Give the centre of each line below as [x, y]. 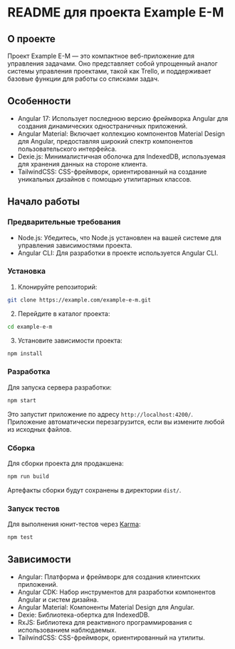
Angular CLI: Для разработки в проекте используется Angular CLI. [118, 253]
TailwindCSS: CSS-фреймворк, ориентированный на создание [112, 172]
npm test [20, 537]
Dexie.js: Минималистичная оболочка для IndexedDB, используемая [121, 156]
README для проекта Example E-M [116, 13]
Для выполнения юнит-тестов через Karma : [74, 524]
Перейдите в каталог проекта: [64, 313]
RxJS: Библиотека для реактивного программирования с [105, 622]
